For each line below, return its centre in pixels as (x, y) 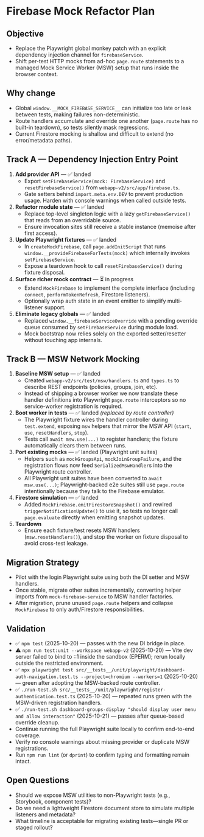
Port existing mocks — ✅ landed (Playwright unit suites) (86, 452)
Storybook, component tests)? (53, 801)
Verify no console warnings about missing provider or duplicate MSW (102, 742)
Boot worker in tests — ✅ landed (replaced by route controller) (94, 413)
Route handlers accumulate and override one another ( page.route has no (107, 121)
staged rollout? (34, 827)
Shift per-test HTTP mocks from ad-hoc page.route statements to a (100, 61)
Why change (31, 93)
